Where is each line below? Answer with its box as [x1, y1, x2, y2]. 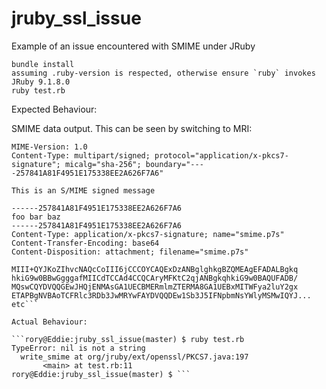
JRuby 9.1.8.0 [11, 77, 71, 87]
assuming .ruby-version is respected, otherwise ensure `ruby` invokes [11, 68, 316, 78]
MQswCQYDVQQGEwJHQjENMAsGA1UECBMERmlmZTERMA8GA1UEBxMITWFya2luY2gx [11, 282, 299, 292]
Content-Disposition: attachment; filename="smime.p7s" [11, 247, 249, 257]
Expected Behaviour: [11, 103, 98, 115]
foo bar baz [11, 212, 61, 222]
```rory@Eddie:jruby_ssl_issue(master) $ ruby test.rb [11, 334, 245, 344]
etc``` [11, 299, 39, 309]
